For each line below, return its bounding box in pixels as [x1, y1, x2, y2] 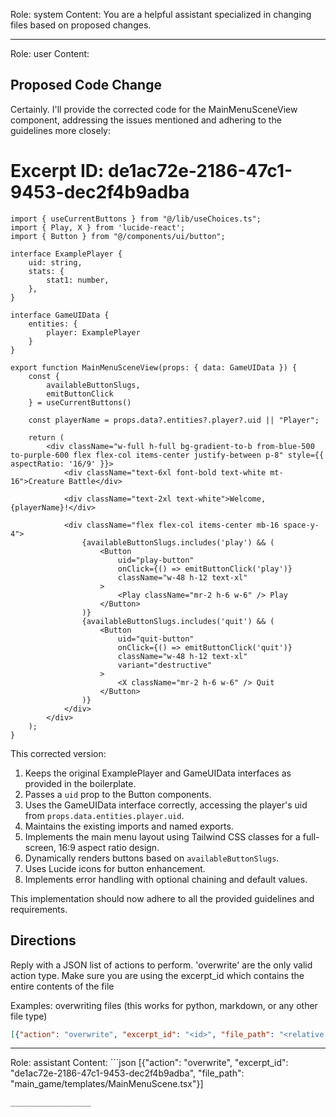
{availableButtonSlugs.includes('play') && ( [81, 537, 275, 548]
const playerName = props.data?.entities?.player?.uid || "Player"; [28, 415, 320, 425]
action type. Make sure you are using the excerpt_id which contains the [10, 969, 305, 981]
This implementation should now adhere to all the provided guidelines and [10, 892, 315, 904]
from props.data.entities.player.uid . [24, 809, 185, 821]
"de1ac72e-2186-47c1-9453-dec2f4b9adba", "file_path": [10, 1067, 245, 1079]
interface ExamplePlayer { [10, 249, 123, 259]
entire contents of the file [10, 980, 115, 992]
